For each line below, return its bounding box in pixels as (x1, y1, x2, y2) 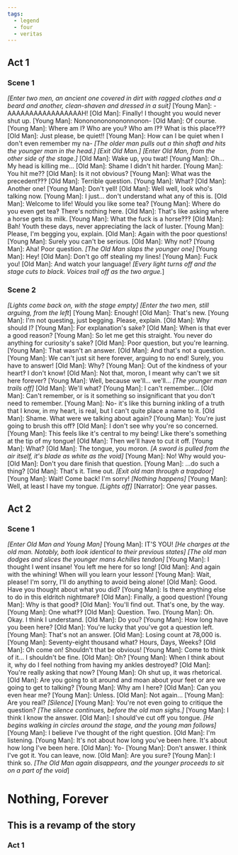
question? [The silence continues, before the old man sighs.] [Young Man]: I (7, 705, 229, 714)
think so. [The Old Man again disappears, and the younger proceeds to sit (7, 759, 225, 767)
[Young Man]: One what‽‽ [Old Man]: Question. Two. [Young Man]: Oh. (7, 607, 215, 616)
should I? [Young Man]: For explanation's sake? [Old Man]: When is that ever (7, 324, 231, 332)
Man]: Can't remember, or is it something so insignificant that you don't (7, 392, 215, 400)
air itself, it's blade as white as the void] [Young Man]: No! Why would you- (7, 452, 227, 460)
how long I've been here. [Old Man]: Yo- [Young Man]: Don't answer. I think (7, 743, 227, 752)
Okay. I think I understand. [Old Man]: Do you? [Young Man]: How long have (7, 615, 229, 624)
